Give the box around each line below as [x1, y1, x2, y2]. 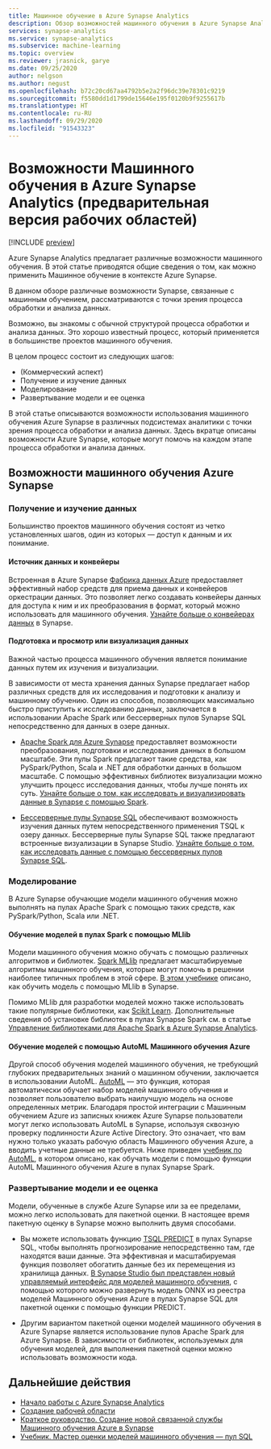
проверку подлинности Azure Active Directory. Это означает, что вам [8, 1128, 246, 1138]
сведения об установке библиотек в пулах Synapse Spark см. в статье [8, 1015, 252, 1024]
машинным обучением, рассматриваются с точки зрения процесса [8, 294, 244, 304]
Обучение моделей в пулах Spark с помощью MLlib [8, 929, 191, 939]
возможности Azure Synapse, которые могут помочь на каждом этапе [8, 433, 252, 444]
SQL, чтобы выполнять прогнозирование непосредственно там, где [19, 1242, 256, 1252]
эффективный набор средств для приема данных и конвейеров [8, 583, 228, 593]
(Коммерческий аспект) [19, 366, 104, 376]
